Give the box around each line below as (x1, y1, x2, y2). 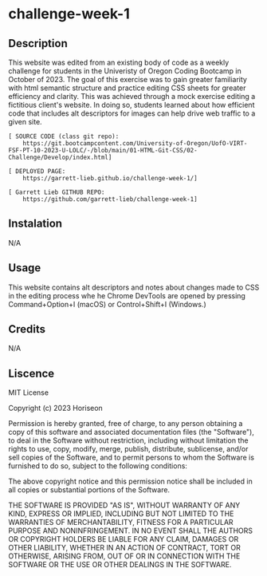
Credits (8, 322, 46, 336)
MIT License (8, 388, 49, 397)
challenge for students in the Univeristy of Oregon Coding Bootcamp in (8, 66, 241, 76)
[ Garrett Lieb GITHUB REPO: (8, 188, 105, 196)
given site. (8, 117, 42, 126)
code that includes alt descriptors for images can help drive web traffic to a (8, 108, 256, 118)
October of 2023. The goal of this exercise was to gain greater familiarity (8, 75, 247, 84)
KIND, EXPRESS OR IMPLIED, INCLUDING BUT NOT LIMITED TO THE (8, 509, 234, 519)
